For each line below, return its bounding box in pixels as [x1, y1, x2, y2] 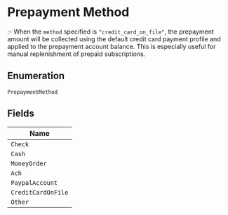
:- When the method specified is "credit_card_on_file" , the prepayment [7, 27, 214, 36]
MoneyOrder [11, 159, 47, 167]
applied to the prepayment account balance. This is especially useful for [7, 42, 216, 50]
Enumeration [7, 70, 65, 82]
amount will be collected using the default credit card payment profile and [7, 34, 221, 43]
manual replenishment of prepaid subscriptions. [7, 50, 146, 58]
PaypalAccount [11, 179, 58, 186]
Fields [7, 108, 35, 120]
